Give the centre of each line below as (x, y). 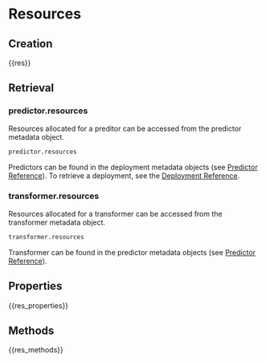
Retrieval (31, 88)
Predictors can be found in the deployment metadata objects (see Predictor (133, 167)
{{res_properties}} (39, 305)
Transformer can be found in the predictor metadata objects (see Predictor (132, 252)
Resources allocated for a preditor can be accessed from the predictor (125, 128)
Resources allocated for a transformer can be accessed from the (115, 214)
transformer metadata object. (57, 222)
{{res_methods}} (36, 350)
